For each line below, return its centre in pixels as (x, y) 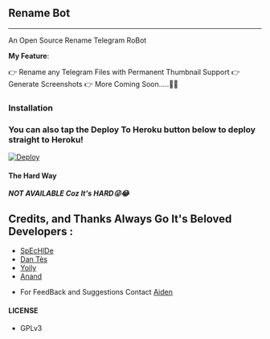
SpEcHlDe (37, 251)
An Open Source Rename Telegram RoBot (78, 40)
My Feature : (29, 56)
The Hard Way (33, 176)
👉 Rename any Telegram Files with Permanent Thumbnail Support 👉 (125, 72)
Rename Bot (39, 13)
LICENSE (23, 310)
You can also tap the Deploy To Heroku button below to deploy (132, 130)
